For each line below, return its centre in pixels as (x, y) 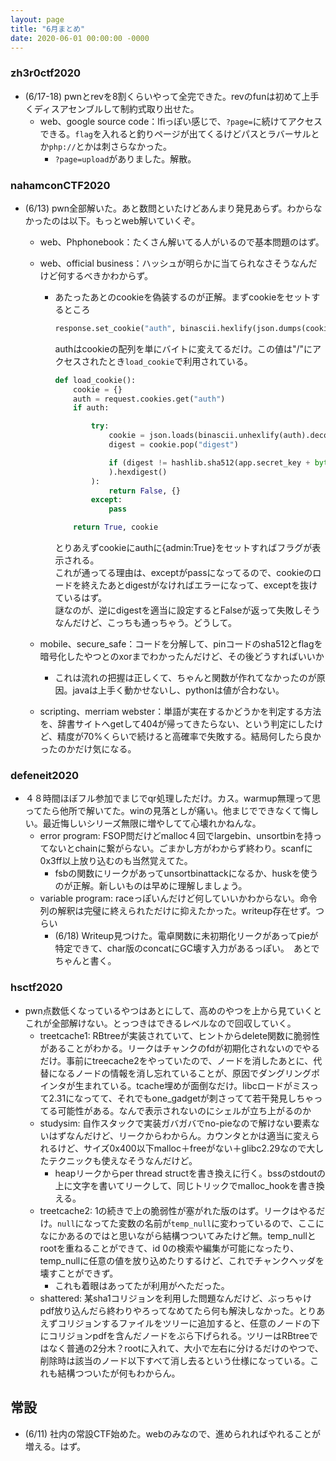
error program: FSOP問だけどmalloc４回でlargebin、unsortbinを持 (176, 836)
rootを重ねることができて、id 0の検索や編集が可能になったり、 (169, 1248)
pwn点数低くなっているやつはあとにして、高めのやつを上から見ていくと (173, 1010)
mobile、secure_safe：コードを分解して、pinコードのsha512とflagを (181, 644)
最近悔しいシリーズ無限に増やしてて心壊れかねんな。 (152, 823)
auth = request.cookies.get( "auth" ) (149, 399)
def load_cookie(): (95, 380)
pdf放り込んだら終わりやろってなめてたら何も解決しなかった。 (169, 1310)
